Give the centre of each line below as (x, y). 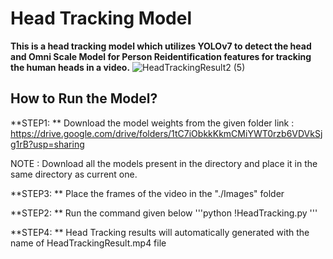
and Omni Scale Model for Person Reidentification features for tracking (161, 56)
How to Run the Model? (84, 98)
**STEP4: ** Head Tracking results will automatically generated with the (160, 232)
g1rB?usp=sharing (47, 144)
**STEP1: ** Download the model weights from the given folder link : (152, 123)
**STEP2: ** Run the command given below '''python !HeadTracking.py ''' (164, 213)
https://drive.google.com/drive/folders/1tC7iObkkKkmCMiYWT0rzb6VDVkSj (166, 133)
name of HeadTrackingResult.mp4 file (88, 243)
